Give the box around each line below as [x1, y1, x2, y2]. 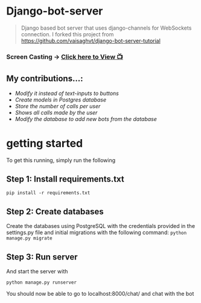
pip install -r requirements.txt [6, 190, 91, 196]
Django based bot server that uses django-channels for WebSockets [21, 24, 192, 31]
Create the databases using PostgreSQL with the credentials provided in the [6, 223, 195, 230]
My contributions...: [6, 74, 83, 84]
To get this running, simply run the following [6, 156, 116, 164]
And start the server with [6, 268, 68, 275]
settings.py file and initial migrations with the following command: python [6, 229, 187, 236]
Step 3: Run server [6, 252, 78, 262]
